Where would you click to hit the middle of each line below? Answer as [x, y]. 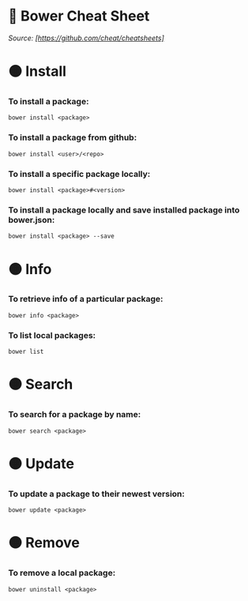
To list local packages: [52, 335]
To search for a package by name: [75, 415]
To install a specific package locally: [79, 174]
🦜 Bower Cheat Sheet [79, 16]
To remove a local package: [62, 573]
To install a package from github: [73, 137]
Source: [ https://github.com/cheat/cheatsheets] [86, 38]
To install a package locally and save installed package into [124, 210]
